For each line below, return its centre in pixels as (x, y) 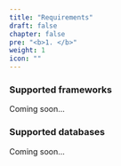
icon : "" (25, 59)
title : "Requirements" (51, 17)
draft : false (33, 26)
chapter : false (37, 34)
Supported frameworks (61, 90)
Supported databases (57, 132)
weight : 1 (28, 51)
